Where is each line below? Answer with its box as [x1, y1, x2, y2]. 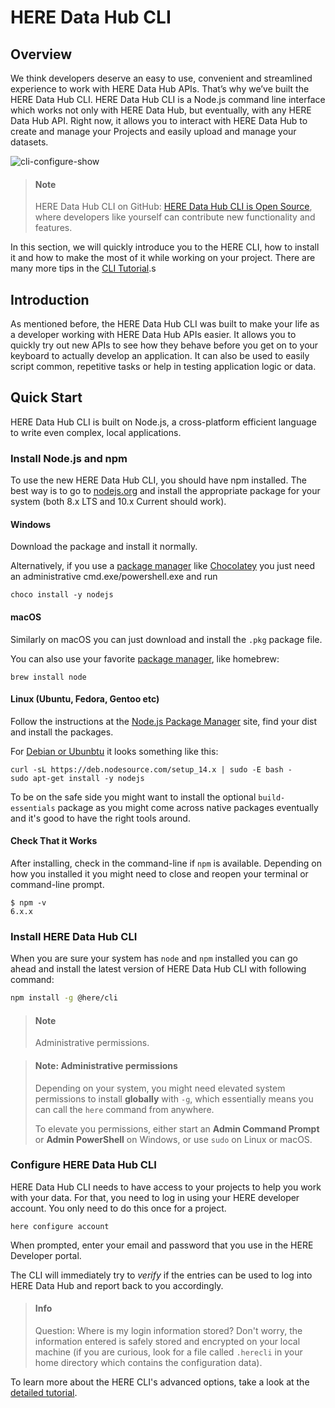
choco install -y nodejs [10, 590, 114, 600]
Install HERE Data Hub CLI [10, 929, 138, 943]
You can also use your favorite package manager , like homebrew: [10, 652, 280, 665]
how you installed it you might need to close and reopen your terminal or [10, 867, 309, 880]
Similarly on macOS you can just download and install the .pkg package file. [10, 633, 323, 645]
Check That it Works [10, 835, 98, 847]
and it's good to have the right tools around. [10, 812, 191, 824]
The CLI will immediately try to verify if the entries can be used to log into [10, 1269, 313, 1281]
